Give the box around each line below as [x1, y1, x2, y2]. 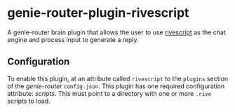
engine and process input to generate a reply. [7, 35, 139, 43]
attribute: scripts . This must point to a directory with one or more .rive [7, 89, 212, 97]
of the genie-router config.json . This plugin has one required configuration [7, 82, 225, 90]
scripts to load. [7, 97, 51, 105]
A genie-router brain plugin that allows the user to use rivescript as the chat [7, 28, 226, 36]
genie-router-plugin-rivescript [7, 5, 189, 21]
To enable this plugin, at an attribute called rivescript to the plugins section [7, 74, 229, 83]
